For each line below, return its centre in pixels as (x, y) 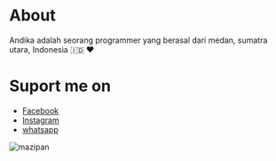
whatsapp (40, 129)
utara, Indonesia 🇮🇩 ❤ (52, 49)
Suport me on (60, 86)
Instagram (40, 120)
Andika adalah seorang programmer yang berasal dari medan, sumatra (138, 40)
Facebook (40, 110)
